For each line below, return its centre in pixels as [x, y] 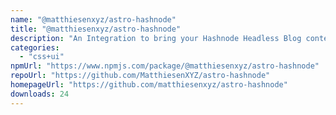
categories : [35, 47]
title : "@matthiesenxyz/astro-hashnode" [96, 29]
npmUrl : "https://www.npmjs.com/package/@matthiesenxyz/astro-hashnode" [165, 66]
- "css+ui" [42, 57]
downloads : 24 [40, 94]
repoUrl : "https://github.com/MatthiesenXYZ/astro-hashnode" [140, 76]
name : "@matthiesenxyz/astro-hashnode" [93, 19]
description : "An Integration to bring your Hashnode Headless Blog [156, 38]
